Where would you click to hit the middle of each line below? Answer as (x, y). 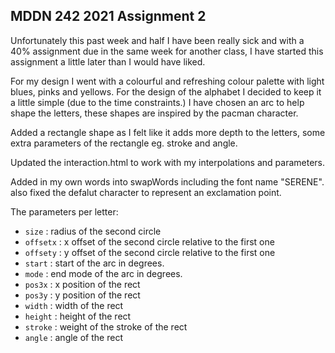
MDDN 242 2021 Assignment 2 (108, 16)
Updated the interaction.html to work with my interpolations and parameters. (168, 162)
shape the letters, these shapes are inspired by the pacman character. (154, 113)
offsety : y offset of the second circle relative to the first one (150, 252)
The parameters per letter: (64, 211)
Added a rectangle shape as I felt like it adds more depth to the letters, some (168, 132)
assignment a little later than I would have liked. (108, 61)
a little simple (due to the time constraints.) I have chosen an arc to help (157, 102)
